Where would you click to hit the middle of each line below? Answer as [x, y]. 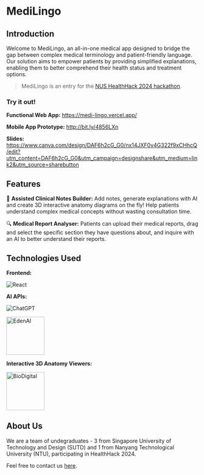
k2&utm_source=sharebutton [43, 165]
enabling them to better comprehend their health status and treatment [94, 68]
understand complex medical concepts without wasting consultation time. [99, 212]
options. [17, 74]
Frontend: [19, 273]
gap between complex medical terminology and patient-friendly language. [100, 55]
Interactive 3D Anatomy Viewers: [49, 363]
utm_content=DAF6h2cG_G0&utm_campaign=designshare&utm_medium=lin [102, 158]
